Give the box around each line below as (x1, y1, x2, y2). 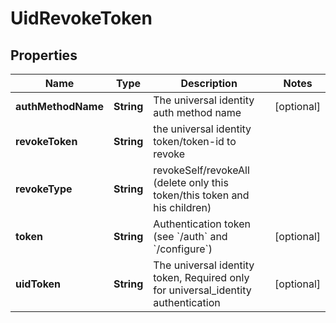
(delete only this (153, 176, 229, 189)
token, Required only (153, 271, 250, 284)
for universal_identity (153, 283, 252, 297)
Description (180, 77, 238, 90)
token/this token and (153, 188, 250, 202)
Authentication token (153, 217, 251, 231)
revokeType (15, 182, 73, 196)
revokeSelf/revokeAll (153, 163, 250, 177)
